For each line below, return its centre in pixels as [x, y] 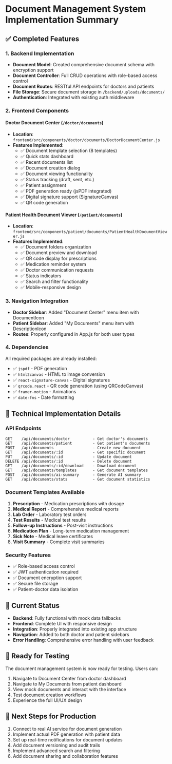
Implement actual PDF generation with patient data [66, 734]
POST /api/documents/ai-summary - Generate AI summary [73, 475]
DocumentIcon [28, 318]
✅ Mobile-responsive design [51, 288]
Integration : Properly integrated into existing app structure [75, 629]
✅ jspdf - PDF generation [40, 368]
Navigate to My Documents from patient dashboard [67, 684]
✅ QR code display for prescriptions [58, 259]
